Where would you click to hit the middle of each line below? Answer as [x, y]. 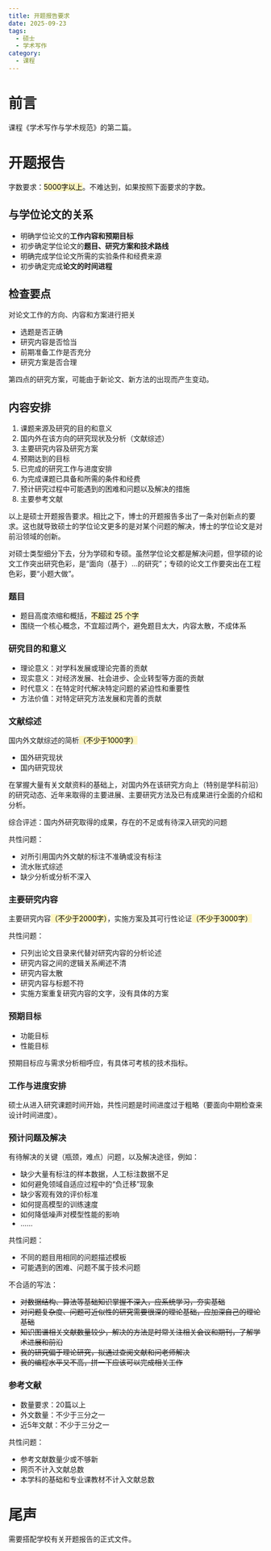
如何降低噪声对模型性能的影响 [69, 1215]
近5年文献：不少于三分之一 [65, 1425]
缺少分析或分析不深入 [55, 876]
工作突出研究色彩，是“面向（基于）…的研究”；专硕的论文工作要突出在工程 [138, 564]
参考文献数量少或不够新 [59, 1459]
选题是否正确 [41, 332]
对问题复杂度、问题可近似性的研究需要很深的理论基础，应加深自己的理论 [140, 1312]
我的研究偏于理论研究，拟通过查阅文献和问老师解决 [105, 1352]
